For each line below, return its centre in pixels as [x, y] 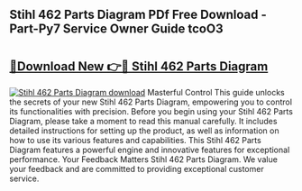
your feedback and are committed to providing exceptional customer [137, 169]
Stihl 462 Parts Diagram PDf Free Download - [138, 15]
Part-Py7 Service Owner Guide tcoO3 [116, 29]
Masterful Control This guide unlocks [216, 92]
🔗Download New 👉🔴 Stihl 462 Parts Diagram [139, 66]
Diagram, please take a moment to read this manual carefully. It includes [143, 121]
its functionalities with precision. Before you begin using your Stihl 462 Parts [151, 111]
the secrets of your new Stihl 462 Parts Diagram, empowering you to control [151, 102]
